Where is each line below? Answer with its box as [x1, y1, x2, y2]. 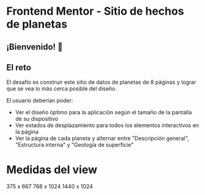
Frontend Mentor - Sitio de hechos [6, 4, 185, 18]
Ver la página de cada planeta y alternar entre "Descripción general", [15, 134, 190, 142]
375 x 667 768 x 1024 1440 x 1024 [6, 183, 93, 190]
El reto [6, 62, 32, 73]
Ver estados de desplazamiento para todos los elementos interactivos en [15, 122, 199, 129]
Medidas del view [6, 163, 98, 177]
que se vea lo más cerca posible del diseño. [6, 85, 117, 92]
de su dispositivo [15, 115, 59, 123]
